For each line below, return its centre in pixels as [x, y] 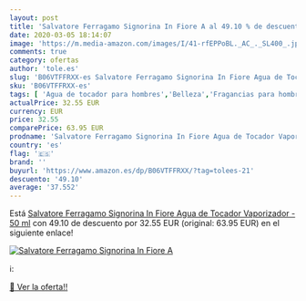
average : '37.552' [44, 188]
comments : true [38, 52]
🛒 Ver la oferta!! [39, 287]
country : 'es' [36, 145]
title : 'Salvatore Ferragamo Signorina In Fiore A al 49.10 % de [136, 26]
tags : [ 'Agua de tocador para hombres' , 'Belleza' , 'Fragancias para [142, 94]
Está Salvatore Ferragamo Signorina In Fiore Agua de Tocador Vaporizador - [153, 213]
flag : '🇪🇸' [32, 153]
